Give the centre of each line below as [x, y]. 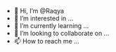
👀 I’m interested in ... [44, 18]
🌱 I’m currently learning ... [51, 26]
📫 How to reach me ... [46, 41]
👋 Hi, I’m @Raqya [39, 11]
